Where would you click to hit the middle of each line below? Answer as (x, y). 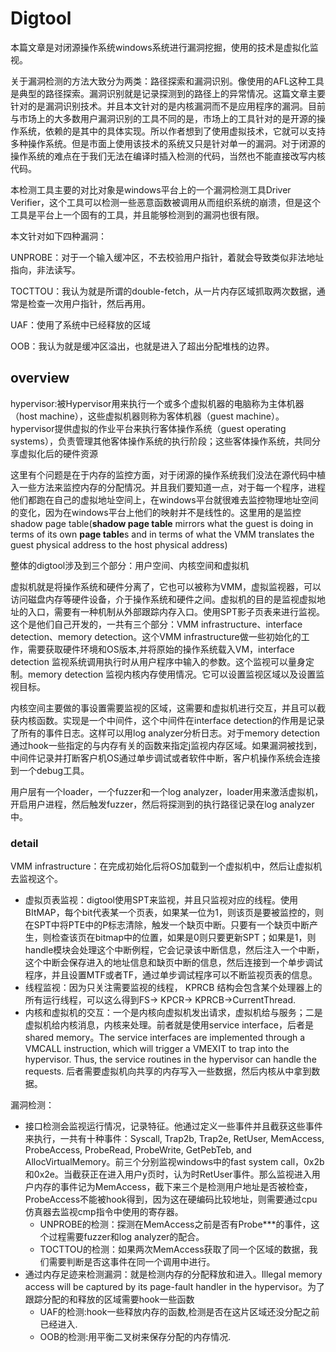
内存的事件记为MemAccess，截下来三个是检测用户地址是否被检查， (173, 1187)
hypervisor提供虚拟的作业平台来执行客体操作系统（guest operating (148, 428)
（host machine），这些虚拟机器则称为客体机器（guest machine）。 (147, 416)
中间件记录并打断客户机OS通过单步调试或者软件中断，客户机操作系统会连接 (165, 758)
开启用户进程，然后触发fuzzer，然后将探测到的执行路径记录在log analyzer (162, 804)
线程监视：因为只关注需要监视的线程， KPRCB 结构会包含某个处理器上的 (173, 988)
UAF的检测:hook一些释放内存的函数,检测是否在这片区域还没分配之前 (179, 1312)
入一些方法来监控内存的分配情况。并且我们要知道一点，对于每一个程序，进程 (168, 487)
